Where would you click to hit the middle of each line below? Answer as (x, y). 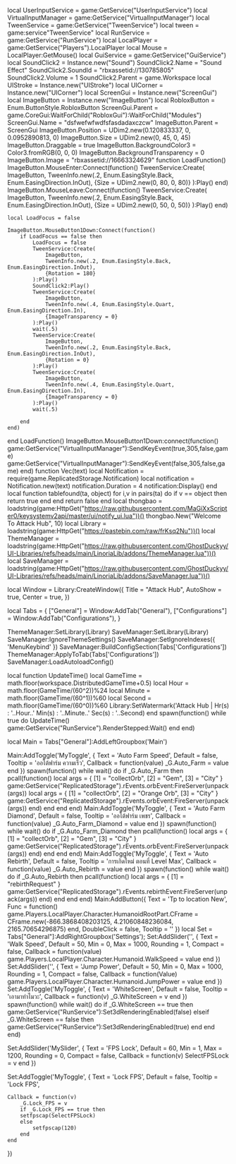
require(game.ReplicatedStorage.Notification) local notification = (101, 478)
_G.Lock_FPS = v (44, 1103)
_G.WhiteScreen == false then (51, 1019)
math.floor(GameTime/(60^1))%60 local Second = (80, 698)
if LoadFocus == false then (61, 236)
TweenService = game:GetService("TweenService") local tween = (103, 25)
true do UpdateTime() (39, 720)
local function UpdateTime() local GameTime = (75, 675)
